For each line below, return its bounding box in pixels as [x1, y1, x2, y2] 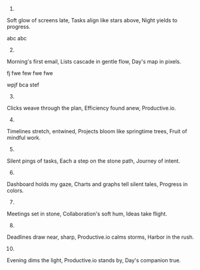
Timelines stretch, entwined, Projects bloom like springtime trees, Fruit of [7, 128, 187, 134]
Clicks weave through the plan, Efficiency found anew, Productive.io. [7, 104, 176, 112]
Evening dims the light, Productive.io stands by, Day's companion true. [7, 257, 181, 263]
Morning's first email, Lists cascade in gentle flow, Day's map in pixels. [7, 58, 181, 65]
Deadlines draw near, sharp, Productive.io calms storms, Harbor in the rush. [7, 233, 194, 241]
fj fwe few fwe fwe [7, 70, 53, 77]
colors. [7, 187, 24, 194]
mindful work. [7, 134, 41, 141]
